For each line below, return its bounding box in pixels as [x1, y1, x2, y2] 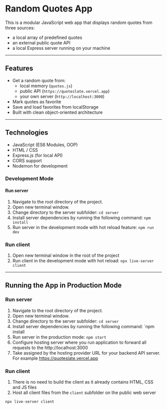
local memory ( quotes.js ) [19, 83, 73, 89]
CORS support [12, 158, 42, 164]
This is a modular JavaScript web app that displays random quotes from [5, 19, 153, 25]
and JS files [12, 384, 37, 390]
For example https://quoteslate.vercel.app [12, 355, 98, 361]
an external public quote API [12, 39, 71, 45]
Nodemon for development [12, 163, 68, 169]
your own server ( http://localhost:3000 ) [19, 93, 105, 99]
